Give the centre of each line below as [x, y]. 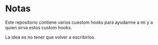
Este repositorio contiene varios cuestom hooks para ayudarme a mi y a [79, 22]
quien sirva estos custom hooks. [39, 27]
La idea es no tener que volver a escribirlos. [50, 37]
